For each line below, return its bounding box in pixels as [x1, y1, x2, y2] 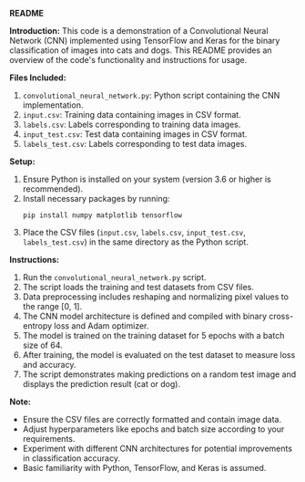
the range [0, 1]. [22, 301, 83, 311]
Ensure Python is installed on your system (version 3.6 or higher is [22, 173, 271, 184]
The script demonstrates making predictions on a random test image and [22, 369, 297, 380]
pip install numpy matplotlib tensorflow [22, 211, 182, 220]
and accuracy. [22, 360, 76, 370]
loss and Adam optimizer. [54, 320, 149, 331]
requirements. [22, 434, 76, 444]
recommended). [22, 183, 84, 194]
